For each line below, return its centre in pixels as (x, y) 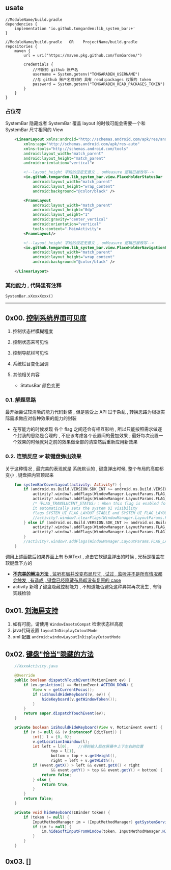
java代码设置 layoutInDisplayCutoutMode (55, 630)
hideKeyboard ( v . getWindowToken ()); (79, 699)
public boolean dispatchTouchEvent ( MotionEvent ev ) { (73, 680)
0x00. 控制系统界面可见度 (46, 318)
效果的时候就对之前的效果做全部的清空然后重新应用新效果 (77, 442)
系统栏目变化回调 (31, 363)
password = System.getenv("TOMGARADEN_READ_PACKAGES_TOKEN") (99, 84)
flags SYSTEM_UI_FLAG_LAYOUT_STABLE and (76, 513)
